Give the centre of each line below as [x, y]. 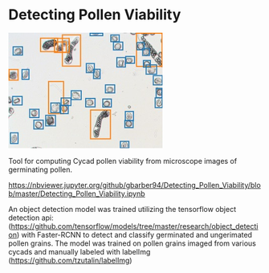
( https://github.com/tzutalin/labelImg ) [70, 260]
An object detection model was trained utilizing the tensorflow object [122, 209]
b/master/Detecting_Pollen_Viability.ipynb [77, 194]
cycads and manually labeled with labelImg [79, 251]
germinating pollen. [41, 169]
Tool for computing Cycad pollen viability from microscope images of [123, 161]
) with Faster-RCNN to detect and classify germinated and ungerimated [134, 234]
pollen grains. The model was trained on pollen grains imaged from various [132, 243]
